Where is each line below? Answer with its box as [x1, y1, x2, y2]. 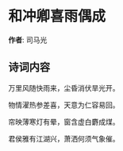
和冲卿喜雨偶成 [8, 7, 106, 25]
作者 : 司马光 [8, 35, 48, 45]
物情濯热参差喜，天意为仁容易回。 [8, 100, 120, 110]
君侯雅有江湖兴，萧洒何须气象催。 [8, 134, 120, 143]
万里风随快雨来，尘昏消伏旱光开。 [8, 83, 120, 92]
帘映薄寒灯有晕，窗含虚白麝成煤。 [8, 117, 120, 126]
